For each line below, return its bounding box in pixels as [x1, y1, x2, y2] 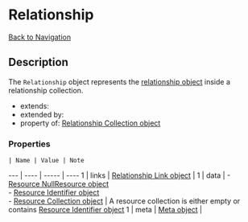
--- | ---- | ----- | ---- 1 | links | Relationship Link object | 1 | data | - [8, 171, 231, 180]
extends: [19, 101, 50, 110]
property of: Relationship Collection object [19, 118, 161, 128]
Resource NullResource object [8, 179, 110, 189]
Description [8, 55, 68, 69]
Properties [8, 138, 51, 150]
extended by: [19, 109, 64, 119]
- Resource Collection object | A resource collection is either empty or [8, 196, 241, 206]
